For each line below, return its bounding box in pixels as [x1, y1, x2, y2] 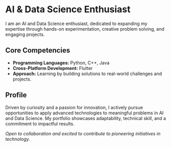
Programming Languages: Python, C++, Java [12, 60, 110, 66]
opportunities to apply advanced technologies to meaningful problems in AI [5, 110, 164, 116]
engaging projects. [5, 31, 45, 37]
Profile [5, 91, 27, 100]
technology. [5, 136, 31, 142]
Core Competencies [5, 46, 70, 55]
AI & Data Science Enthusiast [5, 4, 131, 15]
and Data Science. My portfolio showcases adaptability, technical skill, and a [5, 115, 166, 121]
